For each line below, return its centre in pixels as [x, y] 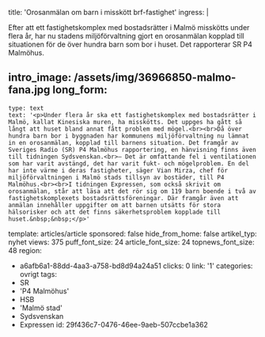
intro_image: [40, 78]
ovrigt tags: [38, 274]
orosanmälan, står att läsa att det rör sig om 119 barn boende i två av [132, 191]
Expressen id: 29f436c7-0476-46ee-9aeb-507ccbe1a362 [114, 324]
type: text [26, 108]
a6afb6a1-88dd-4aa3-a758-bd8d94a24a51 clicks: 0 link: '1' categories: [136, 266]
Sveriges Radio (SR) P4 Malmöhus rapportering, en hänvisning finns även [132, 150]
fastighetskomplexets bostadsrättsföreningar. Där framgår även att [123, 198]
